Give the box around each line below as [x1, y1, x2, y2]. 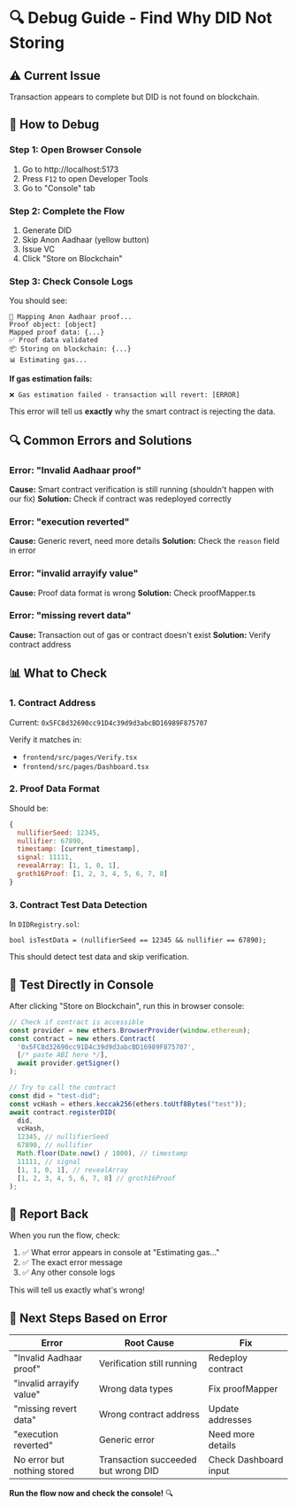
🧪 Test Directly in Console [9, 977, 155, 992]
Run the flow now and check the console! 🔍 [9, 1488, 174, 1499]
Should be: [9, 803, 49, 813]
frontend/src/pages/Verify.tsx [21, 753, 138, 762]
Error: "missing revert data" [9, 609, 132, 622]
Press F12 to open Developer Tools [21, 173, 148, 183]
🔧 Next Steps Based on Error [9, 1310, 168, 1325]
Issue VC [21, 244, 56, 254]
